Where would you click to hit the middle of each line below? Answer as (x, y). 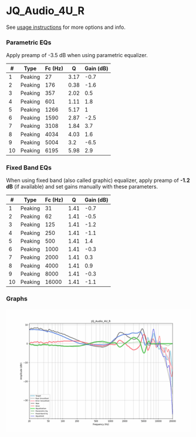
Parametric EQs (29, 42)
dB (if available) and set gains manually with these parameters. (82, 187)
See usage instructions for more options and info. (66, 27)
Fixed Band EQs (29, 167)
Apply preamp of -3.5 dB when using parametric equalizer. (77, 55)
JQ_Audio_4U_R (45, 11)
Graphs (17, 299)
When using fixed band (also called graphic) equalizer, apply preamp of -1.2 (98, 180)
